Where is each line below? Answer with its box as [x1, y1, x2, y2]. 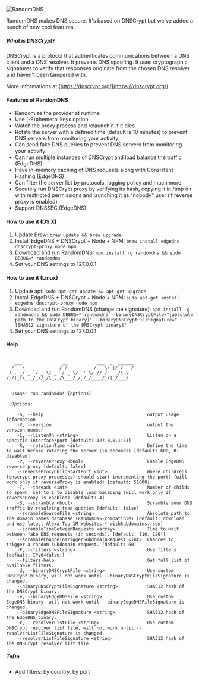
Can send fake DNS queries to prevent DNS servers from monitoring [14, 141, 182, 148]
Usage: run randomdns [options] [11, 391, 92, 396]
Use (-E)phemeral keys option [14, 116, 89, 123]
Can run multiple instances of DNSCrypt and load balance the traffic [14, 154, 182, 161]
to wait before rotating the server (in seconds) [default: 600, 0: [6, 448, 179, 454]
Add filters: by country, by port [14, 668, 90, 675]
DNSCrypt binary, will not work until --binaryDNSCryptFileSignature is [6, 573, 190, 579]
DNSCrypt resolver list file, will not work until [6, 625, 134, 631]
